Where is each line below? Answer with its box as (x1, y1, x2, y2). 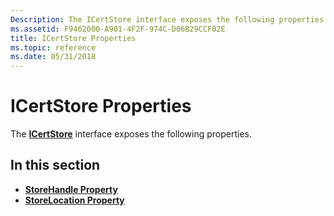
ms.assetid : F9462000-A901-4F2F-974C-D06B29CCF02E (10, 24, 226, 34)
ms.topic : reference (10, 42, 97, 53)
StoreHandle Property (24, 183, 118, 195)
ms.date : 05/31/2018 (10, 52, 97, 62)
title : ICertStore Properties (10, 33, 137, 43)
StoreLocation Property (24, 194, 125, 206)
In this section (10, 157, 101, 174)
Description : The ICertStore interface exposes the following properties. (10, 14, 329, 25)
